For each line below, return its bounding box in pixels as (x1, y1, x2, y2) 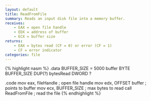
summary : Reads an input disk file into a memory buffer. (5, 16, 125, 21)
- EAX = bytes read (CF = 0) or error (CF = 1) (14, 43, 112, 48)
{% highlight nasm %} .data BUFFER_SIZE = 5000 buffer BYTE (5, 66, 131, 71)
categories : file (5, 52, 40, 57)
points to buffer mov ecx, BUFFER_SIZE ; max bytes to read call (5, 85, 132, 91)
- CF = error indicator (14, 48, 62, 52)
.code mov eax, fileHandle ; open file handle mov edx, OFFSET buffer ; (5, 80, 147, 86)
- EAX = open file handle (14, 25, 67, 30)
